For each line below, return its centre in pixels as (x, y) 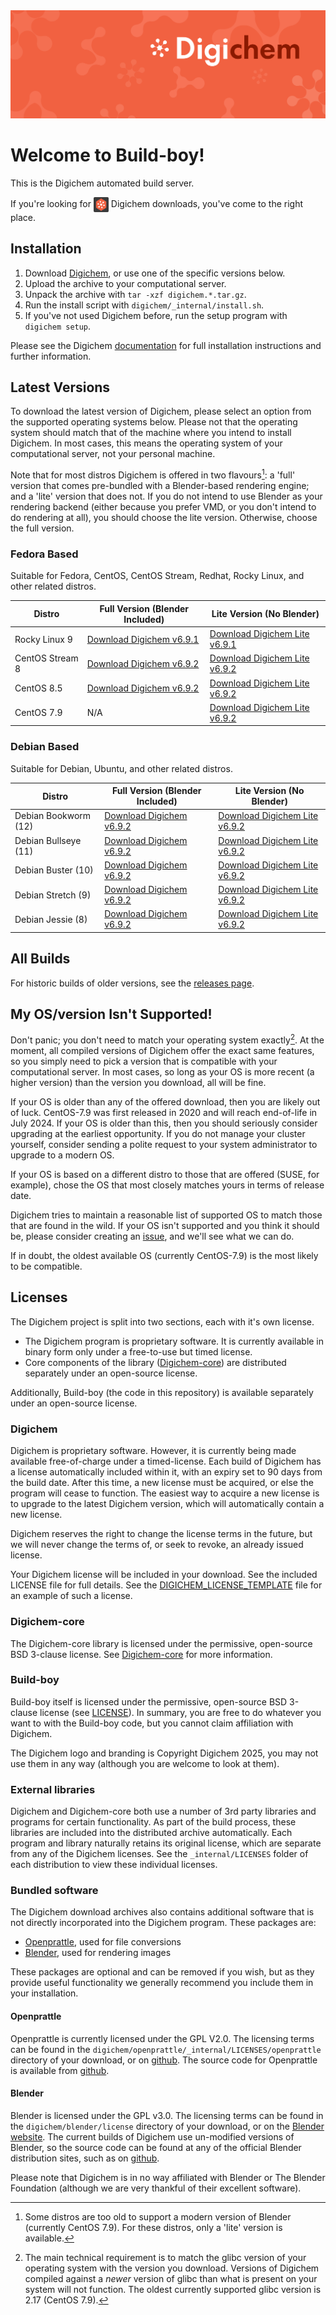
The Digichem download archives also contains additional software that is (162, 1912)
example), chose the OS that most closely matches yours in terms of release (167, 1185)
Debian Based (45, 747)
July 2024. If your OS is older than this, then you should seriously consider (164, 1123)
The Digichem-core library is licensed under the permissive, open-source (161, 1643)
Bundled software (54, 1891)
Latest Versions (60, 387)
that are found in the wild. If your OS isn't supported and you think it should (165, 1226)
